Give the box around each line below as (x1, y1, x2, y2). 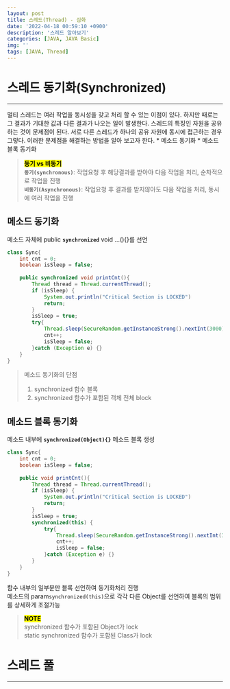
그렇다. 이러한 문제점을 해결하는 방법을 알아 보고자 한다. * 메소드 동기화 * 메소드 (7, 136, 219, 144)
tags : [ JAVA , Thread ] (7, 49, 69, 56)
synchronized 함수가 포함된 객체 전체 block (34, 394, 152, 402)
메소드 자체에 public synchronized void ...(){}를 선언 (7, 235, 148, 244)
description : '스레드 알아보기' (7, 29, 90, 36)
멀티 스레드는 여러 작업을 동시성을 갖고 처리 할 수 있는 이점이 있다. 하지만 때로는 (7, 110, 219, 119)
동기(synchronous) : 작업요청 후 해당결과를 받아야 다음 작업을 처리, (23, 167, 199, 176)
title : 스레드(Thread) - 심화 (7, 16, 86, 23)
